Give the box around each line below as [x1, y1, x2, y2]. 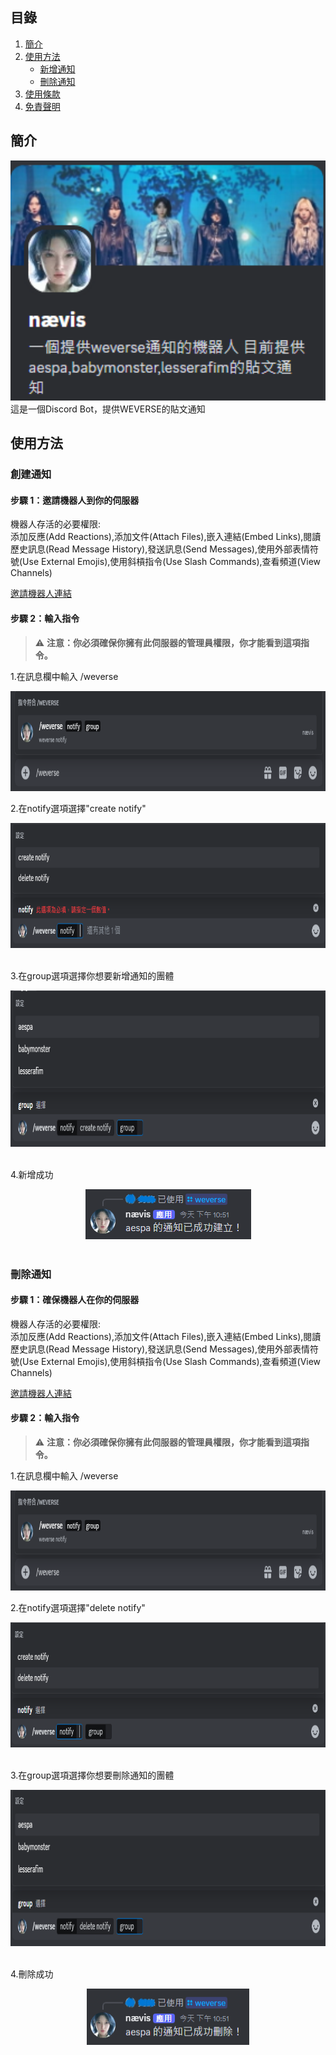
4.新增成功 [10, 1168, 54, 1180]
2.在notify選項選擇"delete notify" [10, 1601, 146, 1613]
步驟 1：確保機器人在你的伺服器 [10, 1294, 140, 1306]
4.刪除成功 [10, 1968, 54, 1980]
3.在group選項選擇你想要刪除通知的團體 [10, 1769, 175, 1781]
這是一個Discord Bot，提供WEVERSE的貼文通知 [10, 403, 206, 415]
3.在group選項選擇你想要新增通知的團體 [10, 969, 175, 982]
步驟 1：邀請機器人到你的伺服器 [10, 494, 140, 506]
